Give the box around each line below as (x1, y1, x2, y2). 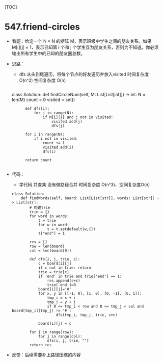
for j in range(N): (33, 110, 74, 115)
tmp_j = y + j (47, 299, 76, 305)
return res (29, 342, 52, 347)
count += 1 (43, 140, 65, 145)
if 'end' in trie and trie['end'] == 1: (38, 274, 122, 279)
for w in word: (38, 222, 69, 227)
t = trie (38, 218, 56, 223)
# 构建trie (29, 205, 50, 210)
